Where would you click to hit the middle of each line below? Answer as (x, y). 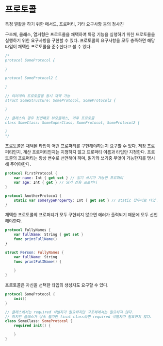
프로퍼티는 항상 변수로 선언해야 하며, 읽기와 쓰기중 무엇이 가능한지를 (82, 158)
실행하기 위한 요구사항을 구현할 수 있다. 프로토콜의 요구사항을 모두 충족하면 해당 (80, 40)
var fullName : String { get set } (49, 235)
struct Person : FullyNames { (34, 252)
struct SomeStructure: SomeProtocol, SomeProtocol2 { (61, 100)
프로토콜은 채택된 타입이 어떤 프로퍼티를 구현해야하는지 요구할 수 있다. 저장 (76, 146)
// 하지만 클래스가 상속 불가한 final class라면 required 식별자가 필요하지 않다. (79, 317)
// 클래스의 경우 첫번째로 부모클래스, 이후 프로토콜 (50, 118)
